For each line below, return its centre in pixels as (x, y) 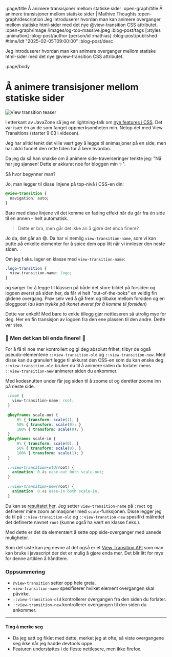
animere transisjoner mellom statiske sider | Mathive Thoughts (71, 14)
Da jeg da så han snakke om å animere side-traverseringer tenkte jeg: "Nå (83, 158)
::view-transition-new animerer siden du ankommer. (61, 371)
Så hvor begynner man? (30, 174)
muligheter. (17, 537)
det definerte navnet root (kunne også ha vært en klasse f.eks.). (73, 522)
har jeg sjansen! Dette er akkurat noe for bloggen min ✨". (66, 164)
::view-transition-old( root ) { (41, 467)
